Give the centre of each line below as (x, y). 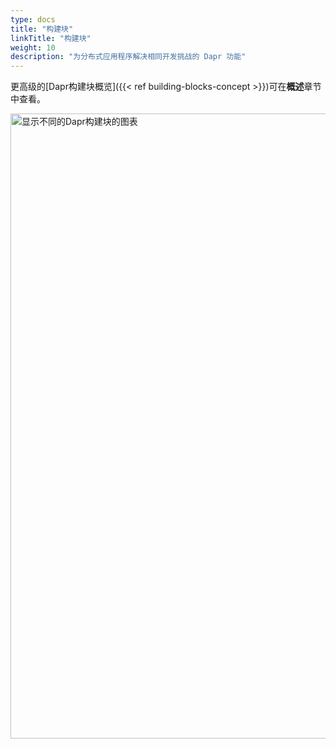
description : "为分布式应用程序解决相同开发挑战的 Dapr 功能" (128, 57)
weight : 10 (33, 47)
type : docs (33, 19)
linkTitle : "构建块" (51, 38)
